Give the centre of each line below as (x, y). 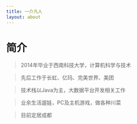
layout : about (24, 17)
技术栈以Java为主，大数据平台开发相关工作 (73, 90)
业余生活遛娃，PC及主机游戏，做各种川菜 (71, 103)
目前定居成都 (36, 115)
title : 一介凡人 (24, 11)
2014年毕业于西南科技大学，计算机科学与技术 (76, 65)
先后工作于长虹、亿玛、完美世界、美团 (67, 78)
